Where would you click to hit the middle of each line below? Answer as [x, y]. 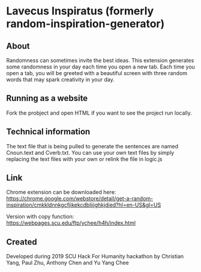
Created [22, 242]
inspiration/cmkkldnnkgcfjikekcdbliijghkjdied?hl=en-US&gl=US [84, 205]
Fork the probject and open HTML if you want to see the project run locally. [99, 113]
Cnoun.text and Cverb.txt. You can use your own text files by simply [90, 153]
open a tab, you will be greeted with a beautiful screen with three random [97, 73]
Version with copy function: [40, 217]
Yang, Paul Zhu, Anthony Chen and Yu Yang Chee [67, 263]
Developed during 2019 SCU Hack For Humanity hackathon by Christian [95, 256]
